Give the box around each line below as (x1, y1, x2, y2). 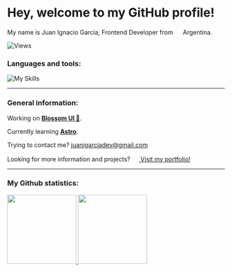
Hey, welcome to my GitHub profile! (7, 5, 215, 21)
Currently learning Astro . (7, 127, 79, 135)
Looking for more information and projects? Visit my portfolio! (7, 155, 191, 163)
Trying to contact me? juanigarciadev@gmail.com (7, 140, 148, 149)
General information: (7, 98, 79, 108)
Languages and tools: (7, 59, 81, 68)
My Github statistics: (7, 178, 79, 188)
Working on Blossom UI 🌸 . (7, 114, 82, 122)
